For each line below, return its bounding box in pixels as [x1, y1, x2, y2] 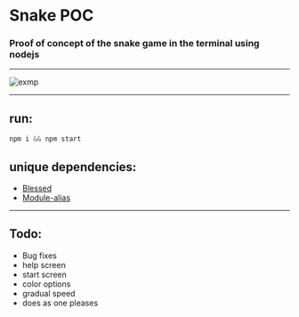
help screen [21, 259, 67, 270]
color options [21, 278, 71, 289]
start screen [21, 269, 67, 280]
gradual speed [21, 288, 76, 298]
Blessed [21, 183, 53, 193]
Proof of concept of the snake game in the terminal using [9, 37, 260, 50]
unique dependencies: [9, 159, 137, 175]
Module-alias [21, 192, 71, 203]
